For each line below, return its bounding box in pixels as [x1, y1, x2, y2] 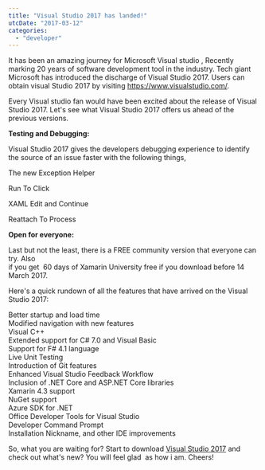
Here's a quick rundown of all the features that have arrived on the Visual [8, 286, 248, 296]
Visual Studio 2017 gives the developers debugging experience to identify [8, 144, 251, 154]
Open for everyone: [8, 230, 74, 240]
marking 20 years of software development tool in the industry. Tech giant [8, 65, 251, 74]
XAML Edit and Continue [8, 199, 89, 209]
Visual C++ [8, 327, 45, 337]
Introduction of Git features [8, 361, 97, 370]
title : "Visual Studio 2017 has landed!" [8, 11, 148, 20]
